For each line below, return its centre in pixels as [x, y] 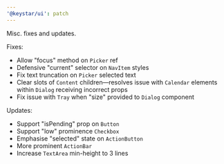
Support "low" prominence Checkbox [68, 131]
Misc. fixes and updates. [41, 33]
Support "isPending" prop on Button [68, 124]
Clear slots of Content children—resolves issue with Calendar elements [117, 82]
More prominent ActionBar [54, 145]
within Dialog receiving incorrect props [72, 89]
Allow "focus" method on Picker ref [67, 60]
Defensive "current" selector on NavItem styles [83, 67]
